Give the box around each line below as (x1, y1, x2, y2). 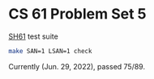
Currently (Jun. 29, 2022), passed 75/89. (8, 61, 146, 71)
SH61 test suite (8, 31, 58, 41)
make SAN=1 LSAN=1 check (8, 47, 92, 55)
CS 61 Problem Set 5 (8, 5, 148, 23)
